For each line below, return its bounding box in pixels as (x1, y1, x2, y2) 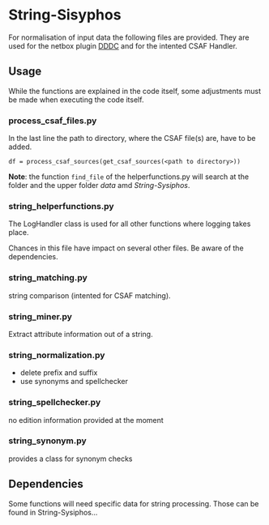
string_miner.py (8, 310, 73, 322)
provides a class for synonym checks (8, 454, 133, 463)
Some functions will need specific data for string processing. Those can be (8, 498, 259, 508)
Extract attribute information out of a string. (8, 329, 153, 339)
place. (8, 228, 30, 237)
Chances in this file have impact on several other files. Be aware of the (8, 243, 245, 253)
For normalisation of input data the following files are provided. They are (8, 32, 250, 42)
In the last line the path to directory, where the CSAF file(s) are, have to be (8, 134, 256, 143)
